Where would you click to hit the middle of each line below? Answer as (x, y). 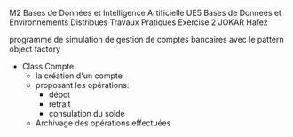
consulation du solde (87, 113)
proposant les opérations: (82, 85)
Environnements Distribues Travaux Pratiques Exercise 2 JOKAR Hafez (139, 22)
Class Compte (48, 66)
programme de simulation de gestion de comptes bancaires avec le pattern (146, 40)
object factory (35, 49)
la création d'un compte (79, 76)
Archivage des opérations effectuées (103, 123)
